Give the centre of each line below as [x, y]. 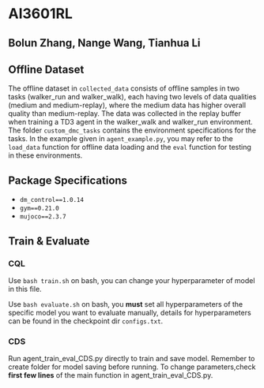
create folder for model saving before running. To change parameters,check [132, 367]
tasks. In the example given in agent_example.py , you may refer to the [121, 139]
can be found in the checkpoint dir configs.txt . [86, 321]
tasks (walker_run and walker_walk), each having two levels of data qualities [132, 97]
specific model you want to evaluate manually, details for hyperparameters [130, 312]
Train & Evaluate [49, 241]
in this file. [25, 289]
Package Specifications [68, 180]
